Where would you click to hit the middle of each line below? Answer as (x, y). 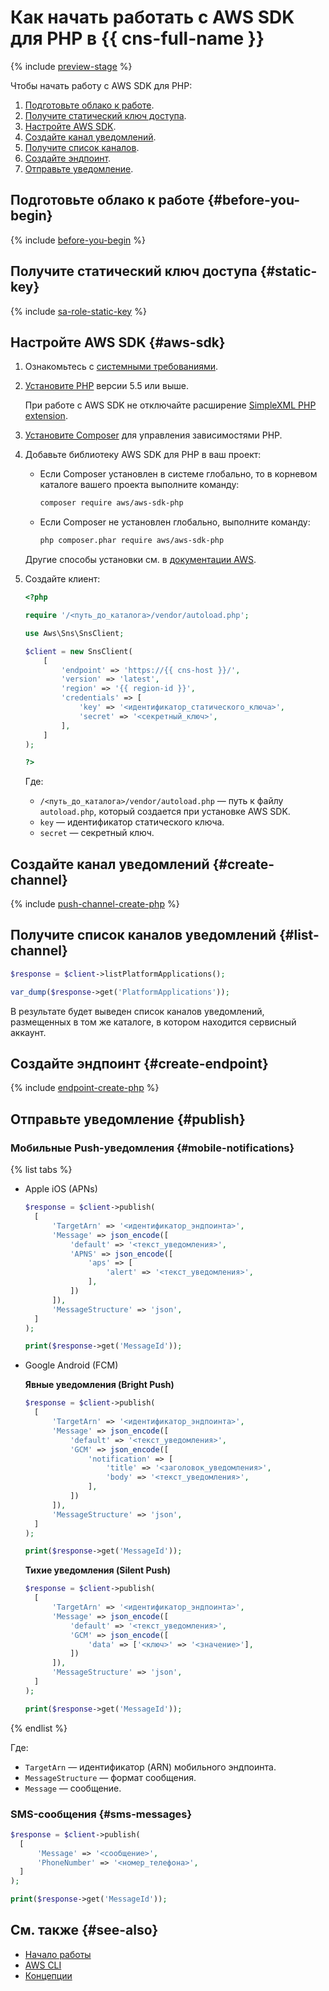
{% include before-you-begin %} (78, 240)
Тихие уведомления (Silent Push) (98, 1570)
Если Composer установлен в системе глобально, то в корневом (178, 474)
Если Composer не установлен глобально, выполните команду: (175, 522)
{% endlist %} (39, 1728)
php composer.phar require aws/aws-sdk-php (132, 541)
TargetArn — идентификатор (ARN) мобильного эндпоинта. (150, 1767)
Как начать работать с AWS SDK (152, 17)
